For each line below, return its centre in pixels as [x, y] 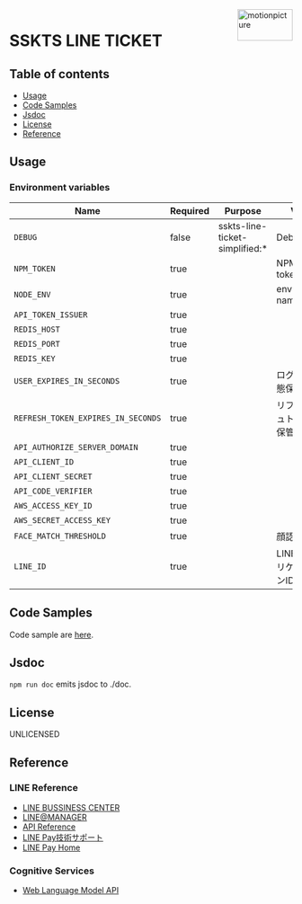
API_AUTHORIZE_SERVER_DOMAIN [76, 447]
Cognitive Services [52, 871]
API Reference [49, 827]
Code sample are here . [52, 634]
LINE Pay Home [51, 847]
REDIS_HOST [37, 329]
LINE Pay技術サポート [62, 837]
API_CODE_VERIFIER [53, 491]
